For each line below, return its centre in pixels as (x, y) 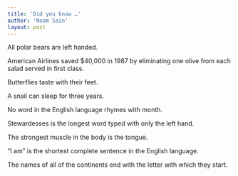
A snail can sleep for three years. (56, 96)
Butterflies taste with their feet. (53, 82)
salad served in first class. (46, 69)
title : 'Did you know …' (44, 14)
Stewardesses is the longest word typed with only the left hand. (101, 123)
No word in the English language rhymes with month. (85, 110)
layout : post (27, 27)
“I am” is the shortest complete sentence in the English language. (103, 151)
